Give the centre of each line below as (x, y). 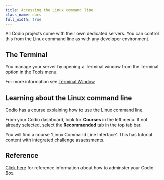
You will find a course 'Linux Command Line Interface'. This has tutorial (79, 134)
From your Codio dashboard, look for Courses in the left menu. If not (76, 119)
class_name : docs (23, 15)
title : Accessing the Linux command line (49, 10)
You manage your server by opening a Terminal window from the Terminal (82, 67)
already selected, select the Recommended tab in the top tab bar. (73, 125)
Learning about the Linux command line (69, 98)
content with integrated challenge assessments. (55, 140)
